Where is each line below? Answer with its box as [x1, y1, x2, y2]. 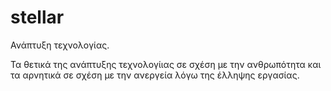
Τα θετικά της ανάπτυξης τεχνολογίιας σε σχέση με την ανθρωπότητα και [10, 58, 322, 70]
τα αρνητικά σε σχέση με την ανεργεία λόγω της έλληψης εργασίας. [10, 69, 300, 81]
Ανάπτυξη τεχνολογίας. [10, 39, 110, 51]
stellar [10, 6, 65, 29]
